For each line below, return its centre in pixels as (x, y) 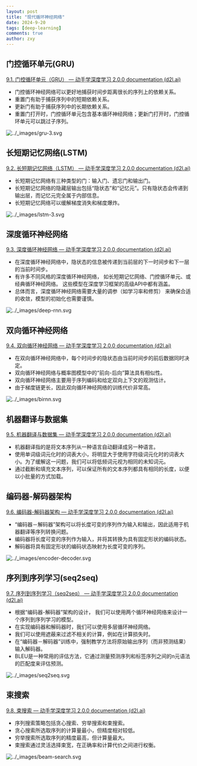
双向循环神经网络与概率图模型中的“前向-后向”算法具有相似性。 (90, 373)
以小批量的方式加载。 (40, 476)
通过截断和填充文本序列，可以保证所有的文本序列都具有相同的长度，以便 (102, 469)
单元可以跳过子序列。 (45, 121)
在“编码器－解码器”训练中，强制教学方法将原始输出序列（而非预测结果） (102, 641)
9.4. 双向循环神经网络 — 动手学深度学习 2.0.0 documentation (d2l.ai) (89, 346)
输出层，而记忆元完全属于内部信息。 (58, 195)
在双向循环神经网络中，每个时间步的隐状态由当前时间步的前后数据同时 (99, 358)
